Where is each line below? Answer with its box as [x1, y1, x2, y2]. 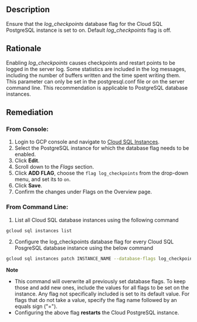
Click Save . [14, 182, 43, 189]
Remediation [6, 108, 54, 118]
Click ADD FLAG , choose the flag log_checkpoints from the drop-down [14, 170, 189, 177]
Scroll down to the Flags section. [14, 163, 94, 170]
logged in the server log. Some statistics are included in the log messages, [6, 65, 186, 72]
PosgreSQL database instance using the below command [14, 244, 154, 251]
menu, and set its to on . [14, 176, 71, 183]
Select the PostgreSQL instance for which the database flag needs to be [14, 145, 189, 152]
